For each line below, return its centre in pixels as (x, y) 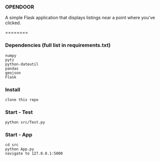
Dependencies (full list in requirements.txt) (58, 45)
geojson (13, 73)
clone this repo (22, 100)
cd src (12, 145)
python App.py (20, 149)
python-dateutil (22, 64)
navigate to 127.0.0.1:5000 (34, 154)
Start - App (19, 135)
